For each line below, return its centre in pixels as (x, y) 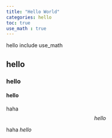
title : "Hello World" (33, 12)
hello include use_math (35, 45)
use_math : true (26, 28)
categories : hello (29, 17)
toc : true (18, 23)
